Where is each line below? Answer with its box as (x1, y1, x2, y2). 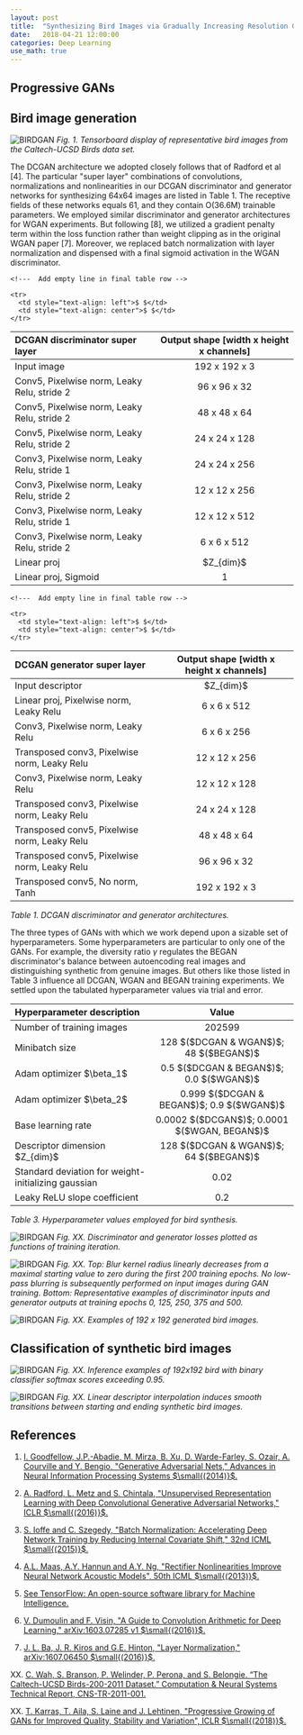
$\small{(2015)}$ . (22, 1543, 89, 1554)
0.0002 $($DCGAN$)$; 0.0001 (155, 1113, 290, 1126)
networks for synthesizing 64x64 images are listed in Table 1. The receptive (10, 190, 291, 201)
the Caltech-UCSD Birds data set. (10, 144, 136, 155)
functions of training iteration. (10, 1241, 120, 1252)
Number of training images (14, 1022, 129, 1034)
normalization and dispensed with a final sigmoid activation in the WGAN (10, 248, 280, 259)
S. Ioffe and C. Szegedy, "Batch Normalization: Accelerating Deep (22, 1524, 268, 1535)
